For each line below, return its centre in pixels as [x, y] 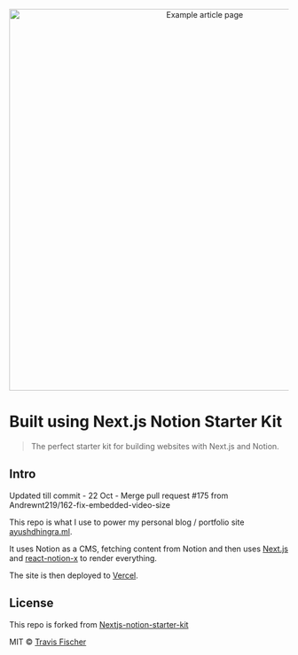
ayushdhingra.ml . [41, 531]
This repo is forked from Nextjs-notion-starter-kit [99, 624]
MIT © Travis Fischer [48, 642]
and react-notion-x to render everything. [83, 558]
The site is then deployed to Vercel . [74, 575]
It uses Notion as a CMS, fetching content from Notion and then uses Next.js [149, 549]
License [31, 603]
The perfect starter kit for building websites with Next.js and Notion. [155, 446]
